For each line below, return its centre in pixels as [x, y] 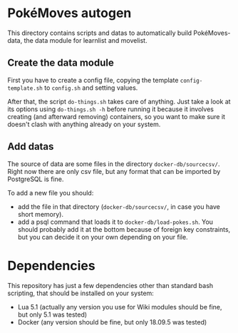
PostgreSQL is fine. [36, 179]
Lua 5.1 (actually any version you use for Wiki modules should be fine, [120, 307]
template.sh [25, 88]
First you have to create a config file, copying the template [93, 80]
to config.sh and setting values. [91, 88]
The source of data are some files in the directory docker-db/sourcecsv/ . [114, 164]
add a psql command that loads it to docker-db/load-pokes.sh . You [115, 222]
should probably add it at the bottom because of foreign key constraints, [124, 229]
